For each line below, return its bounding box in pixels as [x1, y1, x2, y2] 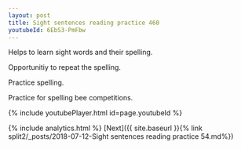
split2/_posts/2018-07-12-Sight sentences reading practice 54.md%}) [8, 132, 234, 141]
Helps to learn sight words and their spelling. [8, 48, 153, 57]
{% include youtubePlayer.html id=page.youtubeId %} [8, 108, 183, 118]
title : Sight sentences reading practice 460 [8, 19, 159, 27]
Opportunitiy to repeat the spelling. [8, 63, 122, 72]
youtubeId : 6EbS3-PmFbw [8, 26, 86, 34]
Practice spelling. [8, 78, 64, 87]
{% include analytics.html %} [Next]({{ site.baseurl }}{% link [8, 123, 203, 133]
